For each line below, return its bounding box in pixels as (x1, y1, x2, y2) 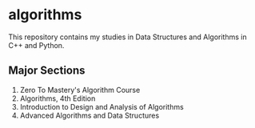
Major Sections (8, 64, 86, 78)
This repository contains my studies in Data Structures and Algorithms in (8, 32, 247, 42)
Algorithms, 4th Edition (19, 94, 96, 103)
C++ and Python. (8, 40, 65, 50)
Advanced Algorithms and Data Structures (19, 110, 160, 120)
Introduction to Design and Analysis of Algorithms (19, 102, 184, 111)
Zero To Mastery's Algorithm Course (19, 85, 141, 94)
